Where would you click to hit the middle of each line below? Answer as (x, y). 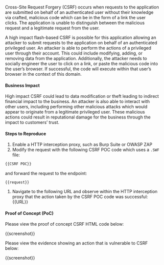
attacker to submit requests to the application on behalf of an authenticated (81, 43)
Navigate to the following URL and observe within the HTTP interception (85, 192)
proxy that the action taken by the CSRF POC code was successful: (80, 197)
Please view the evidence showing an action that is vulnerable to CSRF (77, 243)
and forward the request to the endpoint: (46, 174)
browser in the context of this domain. (43, 74)
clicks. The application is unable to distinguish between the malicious (75, 23)
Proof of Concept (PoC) (29, 213)
